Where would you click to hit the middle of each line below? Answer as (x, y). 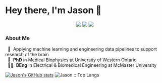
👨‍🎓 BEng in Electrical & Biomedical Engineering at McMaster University (82, 65)
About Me (18, 38)
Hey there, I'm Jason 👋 (53, 10)
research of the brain (27, 55)
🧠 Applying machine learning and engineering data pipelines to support (82, 49)
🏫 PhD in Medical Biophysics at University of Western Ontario (72, 60)
